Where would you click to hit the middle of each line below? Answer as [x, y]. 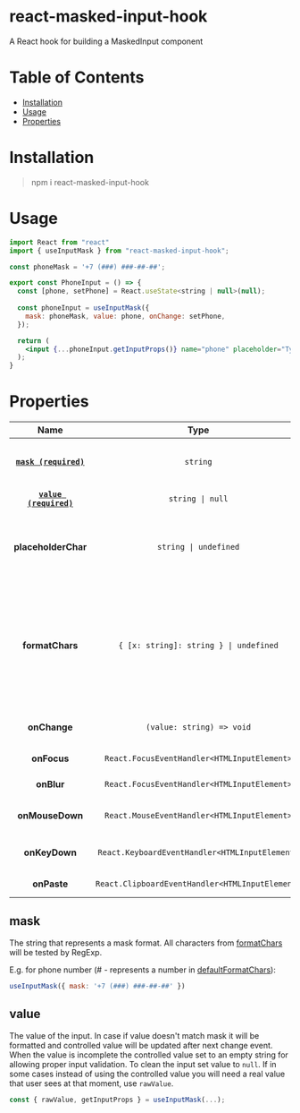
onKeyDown [50, 852]
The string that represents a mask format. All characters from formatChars [146, 943]
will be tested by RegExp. [56, 952]
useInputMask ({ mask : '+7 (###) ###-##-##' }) [97, 986]
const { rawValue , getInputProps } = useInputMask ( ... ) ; [117, 1100]
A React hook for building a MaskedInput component [106, 41]
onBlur [50, 784]
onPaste [50, 884]
